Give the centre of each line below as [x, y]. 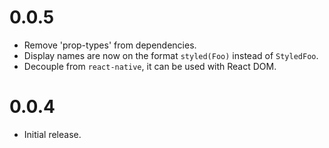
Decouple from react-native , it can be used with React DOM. [150, 66]
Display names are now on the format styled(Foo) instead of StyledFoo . [171, 55]
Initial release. [52, 134]
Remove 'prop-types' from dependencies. [110, 45]
